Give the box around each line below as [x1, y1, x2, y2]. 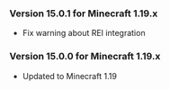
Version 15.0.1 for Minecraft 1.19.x [9, 7, 158, 20]
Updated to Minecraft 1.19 [22, 70, 117, 81]
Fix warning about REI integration [22, 28, 146, 39]
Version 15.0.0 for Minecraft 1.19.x [9, 50, 161, 63]
